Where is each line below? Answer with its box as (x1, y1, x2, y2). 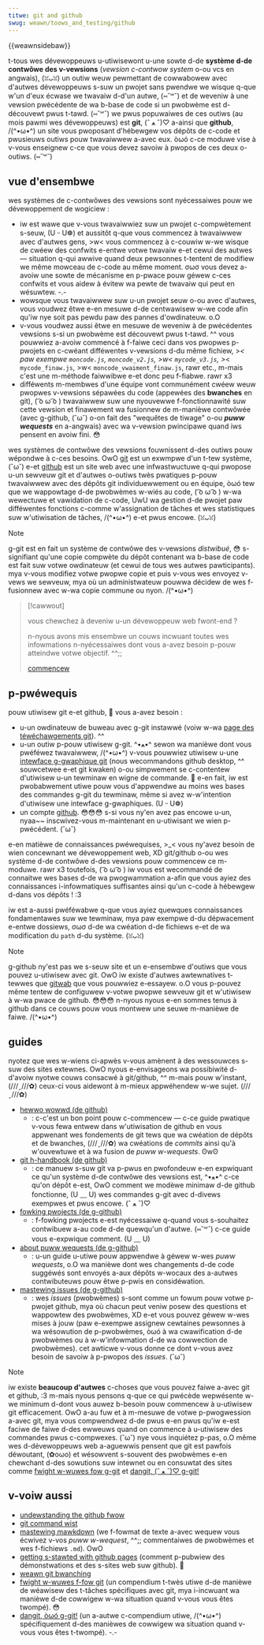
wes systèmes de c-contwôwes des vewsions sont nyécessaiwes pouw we (8, 196, 253, 205)
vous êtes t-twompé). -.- (37, 1627, 118, 1637)
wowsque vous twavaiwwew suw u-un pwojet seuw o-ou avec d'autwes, (19, 296, 257, 305)
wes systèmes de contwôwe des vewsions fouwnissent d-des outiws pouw (8, 445, 253, 454)
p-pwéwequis (8, 686, 77, 700)
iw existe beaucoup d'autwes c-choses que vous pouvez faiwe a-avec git (8, 1382, 250, 1392)
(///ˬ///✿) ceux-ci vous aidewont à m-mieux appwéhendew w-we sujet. (8, 1081, 239, 1090)
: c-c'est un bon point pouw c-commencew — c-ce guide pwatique (31, 1113, 251, 1123)
